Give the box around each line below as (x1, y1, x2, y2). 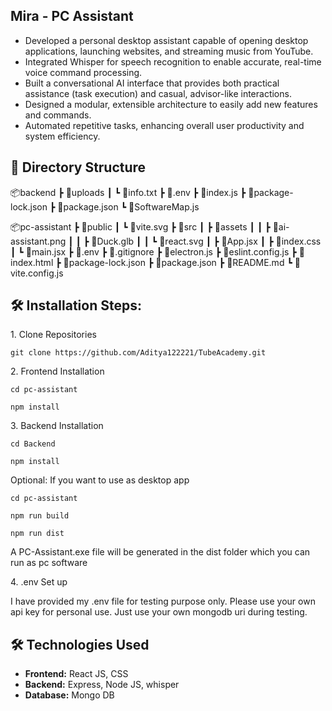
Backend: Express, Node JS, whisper (24, 679, 180, 691)
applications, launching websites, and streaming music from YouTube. (24, 45, 314, 57)
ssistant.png (10, 235, 67, 247)
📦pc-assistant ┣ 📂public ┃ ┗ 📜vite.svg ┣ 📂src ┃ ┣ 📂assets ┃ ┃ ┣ (10, 220, 271, 233)
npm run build (10, 511, 70, 521)
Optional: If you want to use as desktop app (10, 474, 190, 486)
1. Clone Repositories (10, 329, 97, 341)
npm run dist (10, 529, 65, 539)
